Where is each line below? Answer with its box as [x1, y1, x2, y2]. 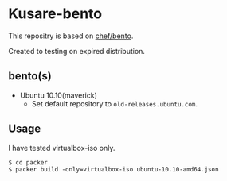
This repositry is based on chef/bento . [8, 31, 134, 40]
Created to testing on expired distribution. [8, 46, 146, 56]
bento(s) [8, 69, 52, 83]
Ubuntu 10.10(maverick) [19, 90, 98, 100]
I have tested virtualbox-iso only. [8, 143, 115, 152]
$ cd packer [8, 158, 48, 167]
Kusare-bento [8, 5, 102, 23]
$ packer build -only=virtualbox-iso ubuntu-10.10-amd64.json [8, 165, 219, 173]
